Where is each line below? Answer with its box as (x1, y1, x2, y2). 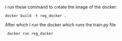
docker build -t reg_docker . (5, 14, 67, 18)
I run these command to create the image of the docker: (5, 4, 118, 10)
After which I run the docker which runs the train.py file (5, 22, 116, 27)
